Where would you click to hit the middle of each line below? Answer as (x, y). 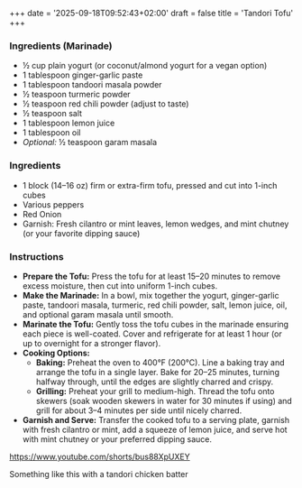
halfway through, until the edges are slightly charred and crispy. (155, 382)
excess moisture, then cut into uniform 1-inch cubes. (120, 285)
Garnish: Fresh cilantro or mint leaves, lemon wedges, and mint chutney (156, 224)
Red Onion (42, 214)
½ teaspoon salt (52, 114)
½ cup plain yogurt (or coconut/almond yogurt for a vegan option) (145, 66)
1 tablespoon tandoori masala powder (92, 85)
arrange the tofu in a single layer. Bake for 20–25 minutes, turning (157, 372)
